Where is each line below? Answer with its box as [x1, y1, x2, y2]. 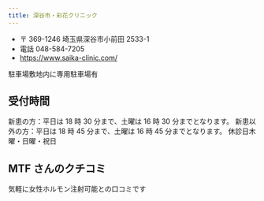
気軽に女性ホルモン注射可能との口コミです [8, 184, 147, 194]
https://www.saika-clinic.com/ [19, 53, 118, 62]
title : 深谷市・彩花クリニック [8, 11, 98, 20]
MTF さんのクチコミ [8, 162, 106, 175]
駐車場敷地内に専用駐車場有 [8, 69, 99, 79]
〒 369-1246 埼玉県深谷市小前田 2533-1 [19, 34, 150, 43]
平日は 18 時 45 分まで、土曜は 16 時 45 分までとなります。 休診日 [35, 127, 250, 136]
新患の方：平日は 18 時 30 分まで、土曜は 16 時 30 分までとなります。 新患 [8, 117, 250, 126]
